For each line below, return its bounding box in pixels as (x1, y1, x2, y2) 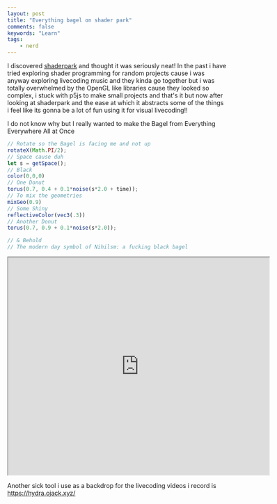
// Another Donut (7, 218, 58, 225)
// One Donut (7, 179, 45, 187)
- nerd (19, 42, 39, 49)
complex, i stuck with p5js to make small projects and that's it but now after (7, 91, 223, 100)
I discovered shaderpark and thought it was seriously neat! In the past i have (7, 62, 227, 70)
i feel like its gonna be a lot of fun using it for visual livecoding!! (7, 106, 188, 114)
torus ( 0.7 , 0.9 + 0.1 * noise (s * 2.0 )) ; (7, 224, 117, 232)
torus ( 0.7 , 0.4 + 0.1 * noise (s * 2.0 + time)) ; (7, 186, 138, 193)
